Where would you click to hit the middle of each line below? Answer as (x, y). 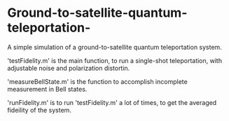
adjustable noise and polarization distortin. (69, 68)
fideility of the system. (40, 110)
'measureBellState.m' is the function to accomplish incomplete (97, 81)
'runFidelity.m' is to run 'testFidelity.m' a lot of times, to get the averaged (112, 102)
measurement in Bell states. (47, 89)
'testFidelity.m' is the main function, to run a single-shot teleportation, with (115, 60)
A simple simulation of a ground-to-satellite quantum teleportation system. (114, 47)
